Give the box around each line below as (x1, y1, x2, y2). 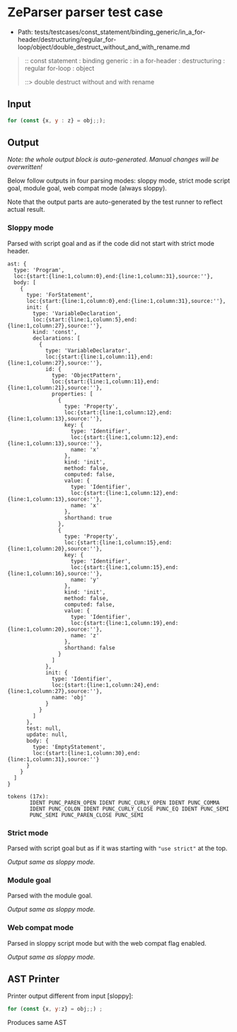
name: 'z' (70, 631, 100, 639)
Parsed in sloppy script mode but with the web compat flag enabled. (7, 939, 207, 947)
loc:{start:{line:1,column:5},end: (33, 316, 138, 323)
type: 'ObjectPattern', (52, 372, 122, 379)
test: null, (25, 725, 62, 732)
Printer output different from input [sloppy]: (7, 992, 133, 1000)
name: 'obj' (52, 694, 87, 701)
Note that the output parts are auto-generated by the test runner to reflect (7, 197, 223, 206)
